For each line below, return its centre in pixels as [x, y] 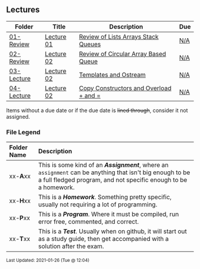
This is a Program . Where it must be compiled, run [109, 214]
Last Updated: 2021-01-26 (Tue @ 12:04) [48, 261]
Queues [90, 44]
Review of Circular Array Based [123, 54]
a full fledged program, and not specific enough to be [113, 180]
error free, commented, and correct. [89, 222]
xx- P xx [20, 218]
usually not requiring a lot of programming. [98, 205]
